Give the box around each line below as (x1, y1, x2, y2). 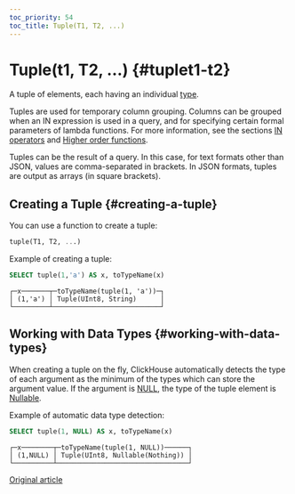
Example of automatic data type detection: (9, 409, 165, 420)
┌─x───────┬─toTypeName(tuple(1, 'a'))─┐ (9, 287, 165, 296)
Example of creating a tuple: (9, 254, 113, 264)
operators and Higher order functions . (9, 134, 148, 145)
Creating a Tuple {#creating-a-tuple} (9, 197, 218, 212)
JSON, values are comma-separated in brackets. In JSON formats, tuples (9, 161, 277, 172)
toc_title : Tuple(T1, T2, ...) (9, 21, 125, 30)
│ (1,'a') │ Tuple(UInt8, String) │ (9, 295, 165, 304)
